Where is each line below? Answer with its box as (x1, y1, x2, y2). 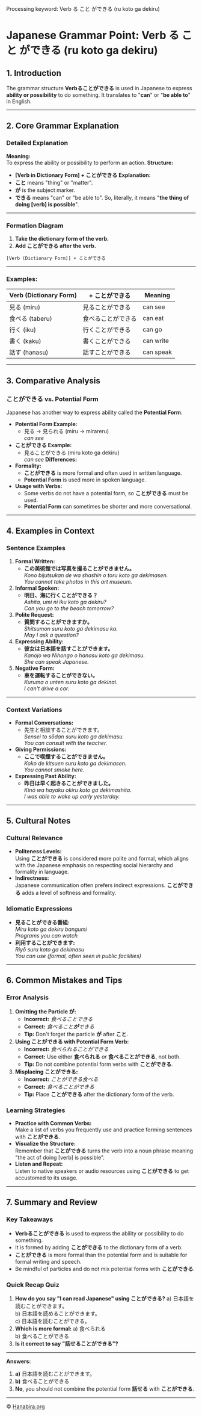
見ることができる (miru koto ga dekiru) (23, 449, 120, 456)
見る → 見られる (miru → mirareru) (23, 427, 109, 434)
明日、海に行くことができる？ (23, 592, 98, 599)
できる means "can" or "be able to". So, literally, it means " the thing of (14, 194, 189, 201)
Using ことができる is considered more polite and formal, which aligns (14, 855, 189, 862)
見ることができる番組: (14, 918, 70, 926)
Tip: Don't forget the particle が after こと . (23, 1030, 128, 1037)
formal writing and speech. (14, 1258, 82, 1265)
